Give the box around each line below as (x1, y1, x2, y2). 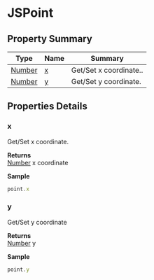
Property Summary (7, 33, 92, 45)
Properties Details (7, 100, 87, 113)
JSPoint (7, 5, 54, 21)
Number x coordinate (7, 158, 69, 167)
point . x (7, 185, 30, 192)
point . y (7, 266, 30, 273)
